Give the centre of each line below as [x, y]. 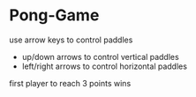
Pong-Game [54, 15]
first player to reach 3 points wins [70, 83]
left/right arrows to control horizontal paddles [105, 66]
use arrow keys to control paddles [71, 40]
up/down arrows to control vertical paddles [100, 56]
